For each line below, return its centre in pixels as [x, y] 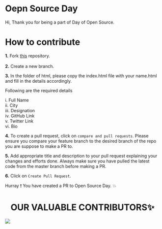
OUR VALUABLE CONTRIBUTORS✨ [82, 208]
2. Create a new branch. [30, 66]
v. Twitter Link [19, 121]
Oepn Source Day [41, 9]
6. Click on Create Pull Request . [38, 176]
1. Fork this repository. [28, 56]
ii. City [12, 105]
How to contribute [43, 42]
